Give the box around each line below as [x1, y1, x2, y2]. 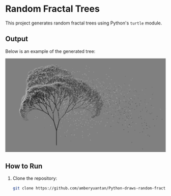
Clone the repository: [12, 175, 58, 181]
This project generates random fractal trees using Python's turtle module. [5, 20, 162, 26]
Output [5, 35, 28, 43]
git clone [12, 186, 34, 191]
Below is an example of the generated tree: [5, 48, 96, 54]
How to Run [5, 161, 43, 171]
